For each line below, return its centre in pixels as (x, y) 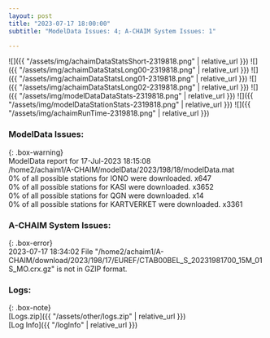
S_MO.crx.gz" (32, 269)
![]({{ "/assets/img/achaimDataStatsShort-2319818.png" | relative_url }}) (129, 61)
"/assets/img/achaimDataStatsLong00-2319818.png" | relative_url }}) (134, 70)
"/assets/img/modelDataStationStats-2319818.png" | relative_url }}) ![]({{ (129, 105)
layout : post (30, 16)
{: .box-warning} (36, 152)
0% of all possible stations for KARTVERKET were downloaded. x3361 (126, 204)
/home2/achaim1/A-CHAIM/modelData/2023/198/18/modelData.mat (121, 169)
